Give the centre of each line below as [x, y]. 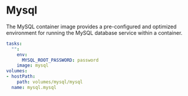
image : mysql [33, 65]
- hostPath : [21, 77]
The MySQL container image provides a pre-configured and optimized [91, 27]
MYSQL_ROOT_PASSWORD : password [60, 60]
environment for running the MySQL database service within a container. [94, 32]
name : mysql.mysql [34, 87]
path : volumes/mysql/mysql [50, 82]
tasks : [14, 44]
